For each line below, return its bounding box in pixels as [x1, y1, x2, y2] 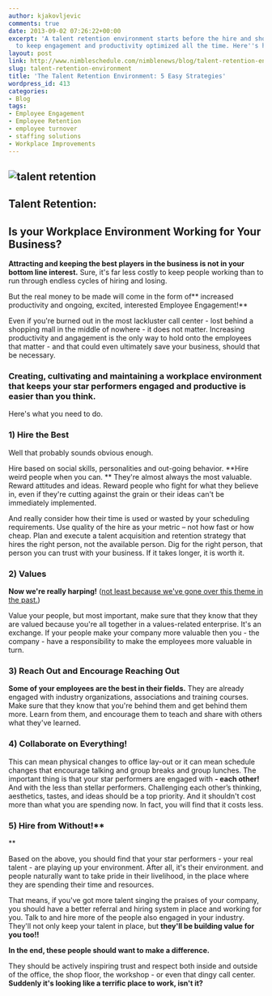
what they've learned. [8, 718, 81, 728]
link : [8, 57, 27, 66]
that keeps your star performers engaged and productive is [8, 381, 247, 392]
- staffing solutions [8, 132, 82, 140]
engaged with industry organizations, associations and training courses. [8, 693, 249, 702]
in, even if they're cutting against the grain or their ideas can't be [8, 489, 225, 498]
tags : [8, 102, 27, 110]
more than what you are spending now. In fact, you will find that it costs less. [8, 799, 264, 809]
